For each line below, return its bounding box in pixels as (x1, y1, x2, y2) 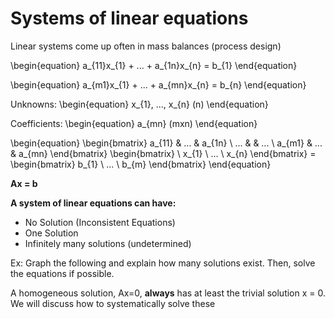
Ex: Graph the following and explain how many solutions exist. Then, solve (10, 257, 316, 269)
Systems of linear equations (10, 7, 249, 30)
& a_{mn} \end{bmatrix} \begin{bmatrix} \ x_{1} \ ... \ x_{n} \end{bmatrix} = (10, 147, 317, 159)
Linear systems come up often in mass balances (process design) (10, 40, 282, 52)
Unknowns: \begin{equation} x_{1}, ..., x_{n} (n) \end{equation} (10, 98, 269, 110)
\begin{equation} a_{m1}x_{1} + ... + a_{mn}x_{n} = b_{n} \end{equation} (10, 78, 307, 91)
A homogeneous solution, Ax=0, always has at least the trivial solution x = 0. (10, 287, 327, 299)
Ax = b (10, 177, 38, 189)
